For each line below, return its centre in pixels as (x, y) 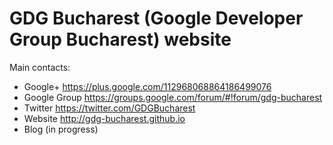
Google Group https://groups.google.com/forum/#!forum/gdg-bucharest (173, 97)
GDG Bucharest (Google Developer (156, 18)
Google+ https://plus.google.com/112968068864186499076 (147, 86)
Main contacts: (40, 67)
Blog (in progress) (61, 129)
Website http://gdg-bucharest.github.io (104, 118)
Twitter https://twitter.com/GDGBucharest (109, 108)
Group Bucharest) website (120, 39)
